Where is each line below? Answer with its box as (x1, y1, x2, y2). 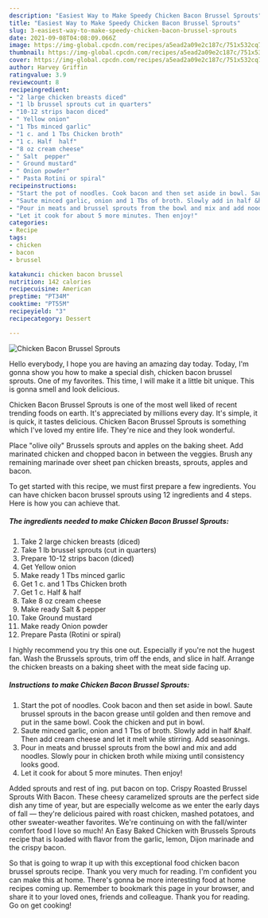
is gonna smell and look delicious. (9, 384, 120, 394)
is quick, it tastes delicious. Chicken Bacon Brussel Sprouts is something (9, 416, 247, 426)
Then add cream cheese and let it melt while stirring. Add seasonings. (20, 734, 251, 744)
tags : (9, 234, 27, 242)
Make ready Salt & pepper (20, 604, 107, 614)
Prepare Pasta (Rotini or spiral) (20, 630, 122, 639)
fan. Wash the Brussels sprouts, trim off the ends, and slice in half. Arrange (9, 654, 255, 663)
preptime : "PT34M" (9, 292, 70, 301)
